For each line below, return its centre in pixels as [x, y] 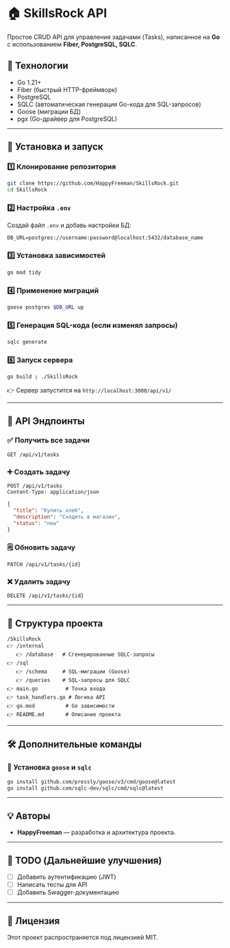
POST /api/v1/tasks [35, 486]
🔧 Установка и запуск [55, 147]
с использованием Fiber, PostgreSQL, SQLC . [72, 44]
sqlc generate [27, 342]
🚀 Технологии [38, 66]
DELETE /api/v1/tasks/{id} [46, 596]
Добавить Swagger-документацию [68, 892]
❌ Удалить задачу [39, 582]
